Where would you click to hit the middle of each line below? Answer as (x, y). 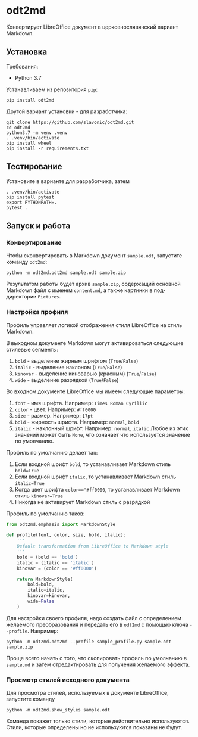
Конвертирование (34, 242)
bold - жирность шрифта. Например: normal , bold (77, 422)
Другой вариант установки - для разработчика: (67, 111)
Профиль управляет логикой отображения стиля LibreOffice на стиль (94, 325)
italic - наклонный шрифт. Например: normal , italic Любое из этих (101, 428)
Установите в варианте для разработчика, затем (68, 181)
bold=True (27, 471)
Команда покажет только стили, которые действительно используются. (98, 721)
